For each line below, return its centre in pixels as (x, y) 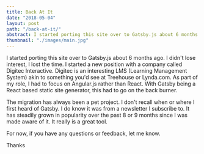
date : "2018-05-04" (31, 18)
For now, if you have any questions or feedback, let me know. (83, 133)
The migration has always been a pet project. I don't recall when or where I (100, 102)
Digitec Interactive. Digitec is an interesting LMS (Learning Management (97, 71)
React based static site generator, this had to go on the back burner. (92, 90)
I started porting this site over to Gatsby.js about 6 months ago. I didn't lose (101, 58)
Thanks (16, 145)
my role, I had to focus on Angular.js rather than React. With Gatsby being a (101, 84)
